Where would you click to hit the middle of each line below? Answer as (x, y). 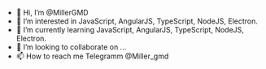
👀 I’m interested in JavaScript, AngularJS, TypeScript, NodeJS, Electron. (137, 21)
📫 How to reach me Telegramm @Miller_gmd (92, 56)
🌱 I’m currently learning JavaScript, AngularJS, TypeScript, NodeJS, (130, 30)
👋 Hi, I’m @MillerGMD (52, 13)
